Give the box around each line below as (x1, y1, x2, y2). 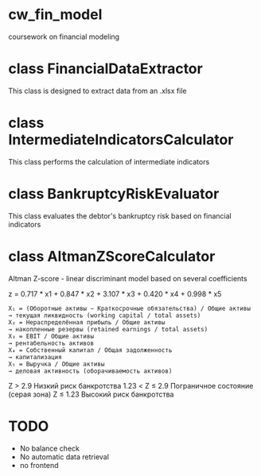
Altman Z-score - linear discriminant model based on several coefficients (8, 273, 248, 283)
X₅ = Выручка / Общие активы (8, 360, 105, 368)
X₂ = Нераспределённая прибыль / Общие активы (8, 318, 166, 327)
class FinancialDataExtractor (8, 60, 203, 78)
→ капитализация (8, 353, 62, 361)
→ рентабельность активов (8, 339, 94, 347)
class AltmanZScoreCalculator (8, 247, 216, 265)
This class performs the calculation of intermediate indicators (8, 157, 210, 166)
